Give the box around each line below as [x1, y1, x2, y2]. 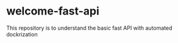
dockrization [6, 30, 38, 38]
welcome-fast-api [6, 4, 99, 18]
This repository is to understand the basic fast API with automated [6, 24, 173, 31]
